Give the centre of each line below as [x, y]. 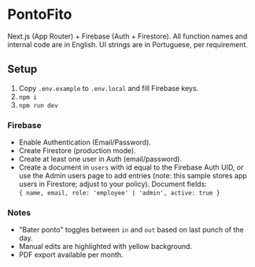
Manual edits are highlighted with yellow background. [105, 247]
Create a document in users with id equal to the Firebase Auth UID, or [131, 167]
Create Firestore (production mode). [77, 151]
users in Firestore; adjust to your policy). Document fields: [113, 184]
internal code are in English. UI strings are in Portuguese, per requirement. [128, 44]
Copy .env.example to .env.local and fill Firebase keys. [109, 88]
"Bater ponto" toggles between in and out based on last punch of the [131, 230]
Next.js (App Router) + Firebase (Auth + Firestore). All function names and [128, 36]
